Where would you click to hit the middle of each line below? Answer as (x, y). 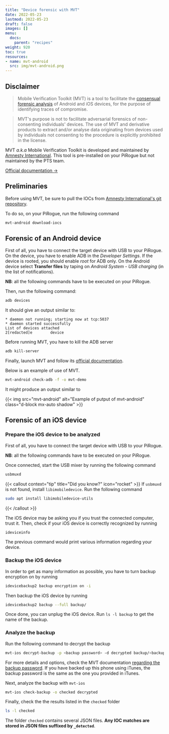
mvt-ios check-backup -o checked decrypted (52, 692)
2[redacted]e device (35, 333)
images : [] (17, 29)
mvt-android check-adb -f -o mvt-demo (46, 380)
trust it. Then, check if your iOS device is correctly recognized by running (81, 523)
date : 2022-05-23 (23, 15)
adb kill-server (22, 351)
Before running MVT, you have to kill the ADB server (59, 342)
